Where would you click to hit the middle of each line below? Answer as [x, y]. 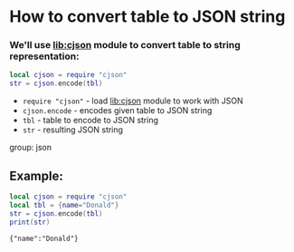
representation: [44, 56]
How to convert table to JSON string [147, 17]
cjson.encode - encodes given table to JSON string [117, 111]
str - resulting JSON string [73, 130]
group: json [31, 148]
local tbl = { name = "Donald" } [64, 205]
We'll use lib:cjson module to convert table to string [125, 45]
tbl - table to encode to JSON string [90, 121]
